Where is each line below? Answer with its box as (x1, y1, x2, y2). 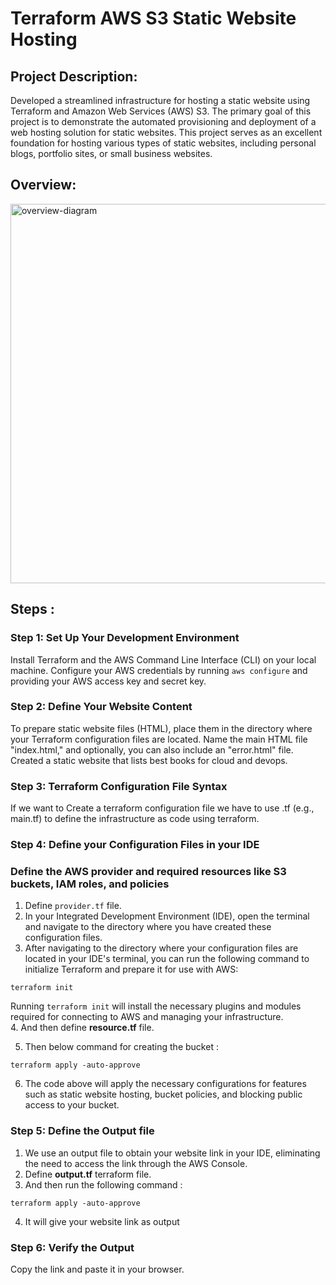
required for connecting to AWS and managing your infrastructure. (10, 1011, 284, 1023)
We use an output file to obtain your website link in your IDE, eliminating (24, 1147, 321, 1159)
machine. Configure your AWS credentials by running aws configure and (10, 664, 308, 676)
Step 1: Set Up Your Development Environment (10, 631, 240, 645)
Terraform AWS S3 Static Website (10, 7, 297, 30)
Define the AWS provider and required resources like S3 (10, 864, 287, 878)
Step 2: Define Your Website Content (10, 700, 193, 714)
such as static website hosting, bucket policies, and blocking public (24, 1088, 303, 1101)
